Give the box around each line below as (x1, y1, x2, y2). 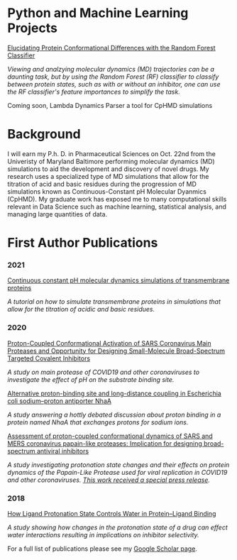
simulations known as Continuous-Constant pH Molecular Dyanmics (7, 187, 207, 196)
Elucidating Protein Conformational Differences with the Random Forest (7, 43, 216, 52)
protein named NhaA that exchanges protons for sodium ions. (7, 417, 189, 427)
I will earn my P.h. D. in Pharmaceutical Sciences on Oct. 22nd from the (7, 149, 216, 158)
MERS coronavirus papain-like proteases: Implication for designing (7, 439, 202, 448)
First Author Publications (7, 235, 158, 251)
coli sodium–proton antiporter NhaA (7, 396, 112, 405)
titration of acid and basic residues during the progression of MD (7, 180, 197, 188)
